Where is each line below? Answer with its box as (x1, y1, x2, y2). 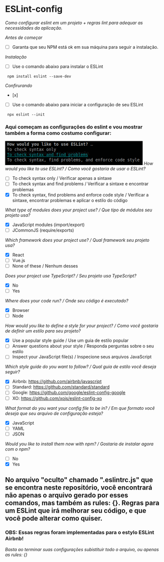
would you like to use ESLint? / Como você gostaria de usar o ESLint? (5, 166, 146, 172)
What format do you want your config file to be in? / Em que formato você (5, 405, 155, 411)
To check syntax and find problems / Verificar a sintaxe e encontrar (12, 181, 149, 187)
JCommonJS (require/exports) (12, 227, 75, 233)
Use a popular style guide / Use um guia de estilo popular (12, 337, 129, 343)
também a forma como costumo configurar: (5, 130, 111, 136)
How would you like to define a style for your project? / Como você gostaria (5, 323, 159, 329)
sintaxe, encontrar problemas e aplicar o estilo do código (12, 197, 128, 203)
